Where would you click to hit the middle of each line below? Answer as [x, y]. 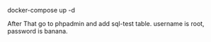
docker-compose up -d [41, 10]
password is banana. [38, 31]
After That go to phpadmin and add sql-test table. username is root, [106, 23]
